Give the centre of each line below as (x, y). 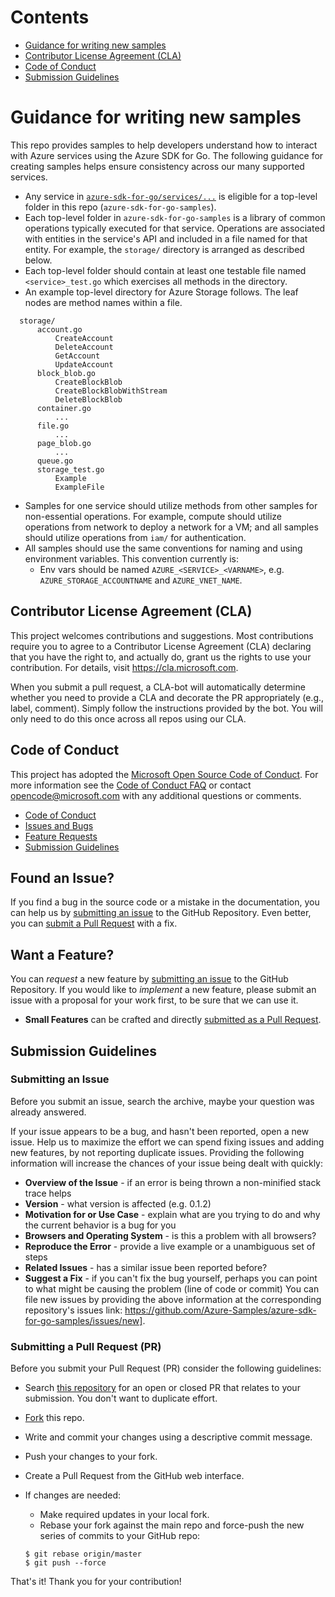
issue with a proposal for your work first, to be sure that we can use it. (154, 1000)
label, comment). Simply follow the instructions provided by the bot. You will (166, 708)
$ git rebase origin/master (83, 1554)
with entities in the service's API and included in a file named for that (166, 238)
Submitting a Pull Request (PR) (86, 1346)
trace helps (48, 1193)
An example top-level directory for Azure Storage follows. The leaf (161, 292)
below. (38, 260)
